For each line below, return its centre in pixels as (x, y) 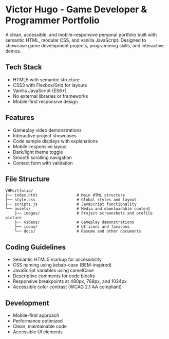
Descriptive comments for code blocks (54, 276)
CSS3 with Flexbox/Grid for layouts (50, 85)
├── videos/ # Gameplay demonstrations (74, 222)
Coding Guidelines (35, 247)
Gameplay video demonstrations (47, 130)
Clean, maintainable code (40, 326)
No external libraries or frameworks (50, 96)
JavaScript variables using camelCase (53, 271)
